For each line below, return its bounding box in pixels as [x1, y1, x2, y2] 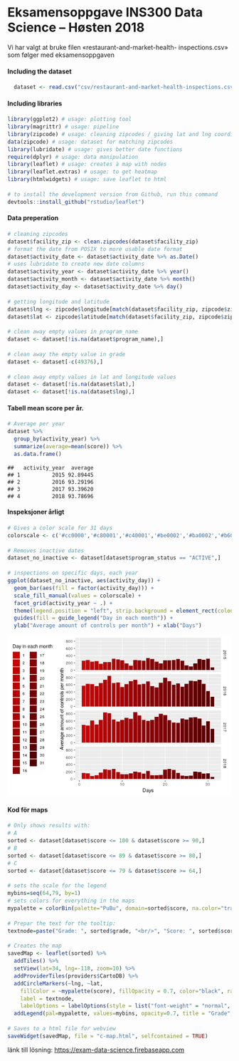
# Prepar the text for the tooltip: [7, 920, 116, 927]
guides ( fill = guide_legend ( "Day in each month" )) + [14, 614, 174, 622]
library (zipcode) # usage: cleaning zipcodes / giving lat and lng [7, 130, 212, 138]
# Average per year [7, 420, 65, 428]
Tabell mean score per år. [7, 403, 84, 412]
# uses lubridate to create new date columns [7, 261, 144, 268]
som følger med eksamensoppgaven [7, 51, 115, 59]
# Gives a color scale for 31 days [7, 524, 113, 532]
